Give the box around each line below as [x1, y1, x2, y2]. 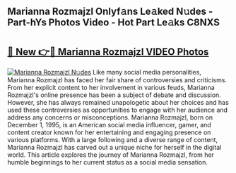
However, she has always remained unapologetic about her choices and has [7, 98, 230, 106]
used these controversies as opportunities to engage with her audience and [7, 105, 228, 114]
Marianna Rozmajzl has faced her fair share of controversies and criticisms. [7, 76, 228, 84]
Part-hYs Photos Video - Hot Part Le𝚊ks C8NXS [7, 17, 220, 29]
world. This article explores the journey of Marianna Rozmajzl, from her [7, 150, 214, 159]
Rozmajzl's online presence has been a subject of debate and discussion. [7, 91, 221, 99]
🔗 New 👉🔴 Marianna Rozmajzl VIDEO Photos [7, 46, 209, 58]
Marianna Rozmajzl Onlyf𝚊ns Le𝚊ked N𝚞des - [7, 6, 213, 18]
